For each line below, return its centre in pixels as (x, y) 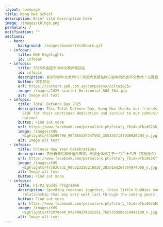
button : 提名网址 (34, 81)
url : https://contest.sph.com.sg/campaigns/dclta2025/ (74, 86)
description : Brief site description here (49, 18)
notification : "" (23, 32)
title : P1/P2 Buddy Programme (48, 185)
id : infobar (30, 59)
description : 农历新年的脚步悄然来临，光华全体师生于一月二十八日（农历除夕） (88, 154)
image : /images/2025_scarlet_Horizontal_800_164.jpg (72, 91)
